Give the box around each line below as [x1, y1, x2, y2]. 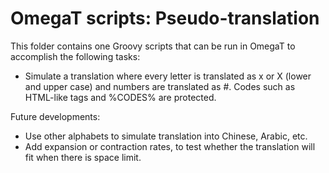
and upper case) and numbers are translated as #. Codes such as [24, 80, 296, 92]
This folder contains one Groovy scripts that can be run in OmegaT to [10, 40, 296, 52]
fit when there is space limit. [24, 151, 142, 163]
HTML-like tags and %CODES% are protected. [24, 91, 217, 103]
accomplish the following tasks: [10, 50, 141, 62]
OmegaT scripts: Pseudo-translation [10, 7, 320, 30]
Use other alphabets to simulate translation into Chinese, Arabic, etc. [24, 130, 308, 142]
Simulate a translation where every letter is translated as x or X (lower [24, 70, 312, 82]
